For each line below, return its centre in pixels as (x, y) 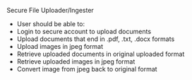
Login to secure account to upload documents (84, 32)
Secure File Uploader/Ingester (50, 10)
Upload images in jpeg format (60, 46)
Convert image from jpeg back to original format (87, 69)
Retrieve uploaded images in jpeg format (76, 62)
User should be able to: (51, 24)
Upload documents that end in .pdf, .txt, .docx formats (96, 39)
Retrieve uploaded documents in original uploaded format (101, 54)
